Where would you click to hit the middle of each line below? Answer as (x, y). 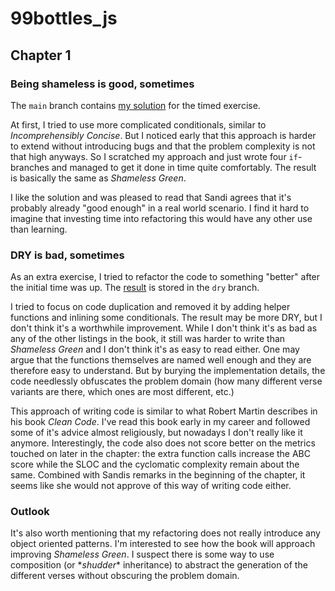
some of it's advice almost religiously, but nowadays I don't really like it (156, 433)
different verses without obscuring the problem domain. (125, 576)
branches (30, 167)
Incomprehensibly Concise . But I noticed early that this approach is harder (163, 135)
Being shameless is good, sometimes (102, 84)
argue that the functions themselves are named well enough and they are (161, 360)
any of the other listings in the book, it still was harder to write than (148, 339)
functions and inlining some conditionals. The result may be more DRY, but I (166, 318)
